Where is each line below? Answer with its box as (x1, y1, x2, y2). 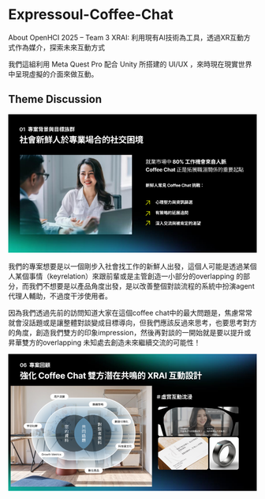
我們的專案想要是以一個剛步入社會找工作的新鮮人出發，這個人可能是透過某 (8, 262, 250, 271)
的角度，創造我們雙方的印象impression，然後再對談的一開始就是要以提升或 (8, 328, 252, 338)
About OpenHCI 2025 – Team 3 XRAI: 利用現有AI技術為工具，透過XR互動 (8, 32, 244, 42)
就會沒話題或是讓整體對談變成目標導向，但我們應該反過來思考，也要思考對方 (8, 318, 257, 327)
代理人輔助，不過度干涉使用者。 (8, 291, 112, 301)
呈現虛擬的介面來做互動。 (14, 69, 99, 78)
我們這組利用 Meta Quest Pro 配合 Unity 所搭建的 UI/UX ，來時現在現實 (8, 59, 239, 69)
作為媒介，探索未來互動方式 (14, 42, 105, 52)
